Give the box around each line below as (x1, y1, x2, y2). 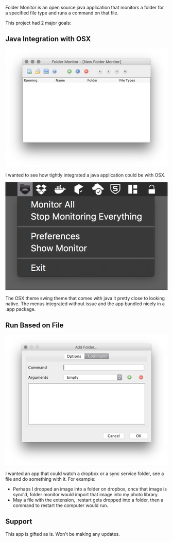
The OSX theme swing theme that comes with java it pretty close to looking (5, 295, 165, 301)
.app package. (5, 306, 36, 312)
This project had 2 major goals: (5, 20, 72, 26)
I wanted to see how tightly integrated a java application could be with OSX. (5, 172, 166, 178)
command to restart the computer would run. (12, 502, 109, 509)
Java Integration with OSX (5, 34, 91, 43)
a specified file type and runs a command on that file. (5, 10, 119, 16)
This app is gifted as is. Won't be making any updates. (5, 531, 120, 537)
